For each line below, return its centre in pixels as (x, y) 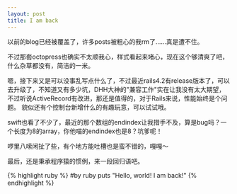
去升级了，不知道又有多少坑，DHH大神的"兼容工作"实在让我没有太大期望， (116, 89)
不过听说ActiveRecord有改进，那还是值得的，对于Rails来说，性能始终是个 (114, 98)
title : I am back (33, 21)
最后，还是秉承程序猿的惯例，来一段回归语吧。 (75, 161)
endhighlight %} (31, 183)
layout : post (27, 14)
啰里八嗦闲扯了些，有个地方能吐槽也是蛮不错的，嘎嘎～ (88, 146)
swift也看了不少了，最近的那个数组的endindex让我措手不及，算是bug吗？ (114, 122)
